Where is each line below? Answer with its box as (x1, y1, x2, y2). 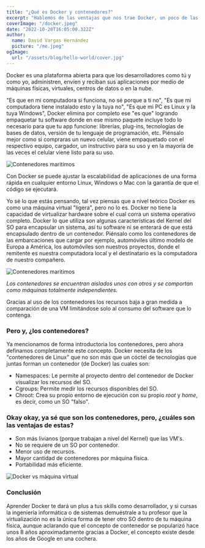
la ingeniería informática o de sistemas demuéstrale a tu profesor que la (6, 509, 188, 516)
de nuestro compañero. (6, 256, 65, 263)
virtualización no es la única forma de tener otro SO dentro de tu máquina (6, 515, 192, 522)
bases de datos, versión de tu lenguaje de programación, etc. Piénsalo (6, 129, 184, 136)
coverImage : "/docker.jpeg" (6, 20, 78, 26)
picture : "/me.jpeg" (12, 44, 64, 50)
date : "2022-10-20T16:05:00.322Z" (6, 26, 95, 33)
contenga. (6, 311, 32, 318)
